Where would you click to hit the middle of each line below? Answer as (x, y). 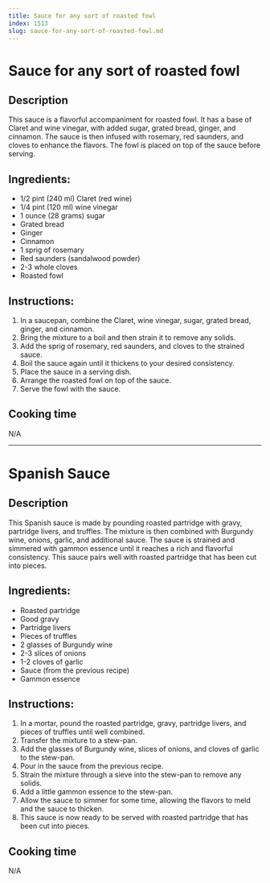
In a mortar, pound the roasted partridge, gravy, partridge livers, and (133, 723)
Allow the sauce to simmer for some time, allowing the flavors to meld (135, 800)
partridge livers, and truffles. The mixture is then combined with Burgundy (131, 531)
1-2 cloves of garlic (51, 661)
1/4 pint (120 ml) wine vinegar (69, 207)
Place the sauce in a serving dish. (76, 372)
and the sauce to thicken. (62, 809)
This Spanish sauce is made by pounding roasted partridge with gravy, (125, 522)
